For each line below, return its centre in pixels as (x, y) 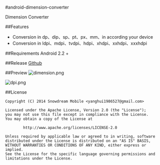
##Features (17, 27)
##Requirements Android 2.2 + (37, 53)
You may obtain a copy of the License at (49, 119)
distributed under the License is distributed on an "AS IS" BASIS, (78, 141)
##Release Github (24, 63)
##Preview (16, 73)
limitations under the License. (39, 158)
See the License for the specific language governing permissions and (80, 154)
